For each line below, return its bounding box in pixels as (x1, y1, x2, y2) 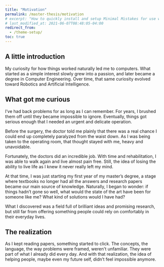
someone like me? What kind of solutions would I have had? (5, 194, 125, 200)
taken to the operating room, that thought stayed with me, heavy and (5, 138, 143, 144)
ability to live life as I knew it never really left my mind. (5, 163, 114, 169)
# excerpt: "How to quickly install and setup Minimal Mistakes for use (5, 16, 156, 21)
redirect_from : (5, 25, 36, 30)
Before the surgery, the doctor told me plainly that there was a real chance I (5, 128, 157, 134)
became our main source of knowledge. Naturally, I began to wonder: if (5, 183, 148, 189)
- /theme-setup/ (9, 30, 42, 35)
